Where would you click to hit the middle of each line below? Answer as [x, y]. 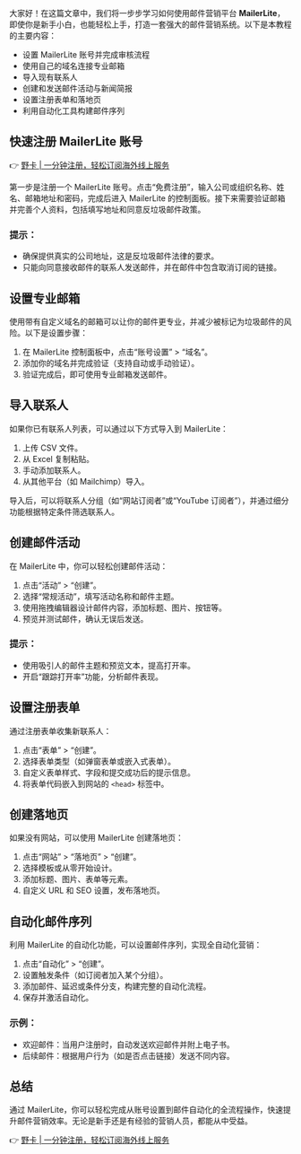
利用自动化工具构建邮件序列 [73, 111]
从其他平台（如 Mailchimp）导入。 [86, 481]
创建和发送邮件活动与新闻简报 [77, 88]
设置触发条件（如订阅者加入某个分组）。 [95, 975]
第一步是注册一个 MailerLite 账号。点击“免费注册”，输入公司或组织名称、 [143, 187]
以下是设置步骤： [56, 332]
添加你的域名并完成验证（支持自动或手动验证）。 [111, 363]
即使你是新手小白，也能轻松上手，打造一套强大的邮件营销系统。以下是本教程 [150, 24]
